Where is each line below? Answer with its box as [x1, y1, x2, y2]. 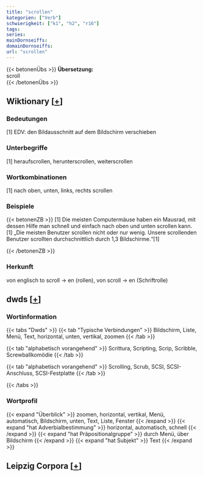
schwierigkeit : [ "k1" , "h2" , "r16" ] [6, 20, 99, 26]
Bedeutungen [6, 114, 48, 123]
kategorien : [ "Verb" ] [6, 15, 62, 21]
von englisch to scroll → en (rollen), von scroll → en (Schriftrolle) [6, 276, 168, 284]
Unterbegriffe [6, 144, 48, 152]
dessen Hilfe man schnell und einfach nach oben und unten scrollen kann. [6, 223, 193, 230]
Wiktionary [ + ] [6, 96, 63, 107]
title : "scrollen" [6, 9, 53, 15]
